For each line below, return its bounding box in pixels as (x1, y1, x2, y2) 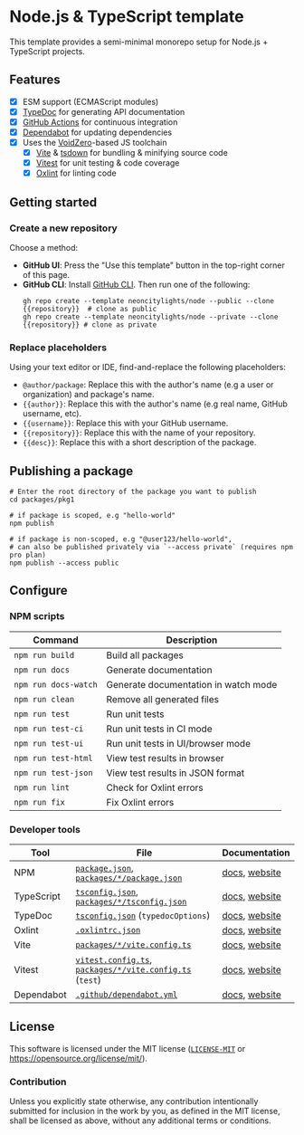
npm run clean (14, 694, 75, 704)
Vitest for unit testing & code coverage (35, 157, 180, 168)
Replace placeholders (9, 341, 107, 354)
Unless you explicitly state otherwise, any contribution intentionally (9, 1096, 259, 1107)
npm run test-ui (14, 738, 84, 749)
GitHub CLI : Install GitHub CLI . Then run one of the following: (22, 279, 251, 290)
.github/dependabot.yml (75, 989, 178, 1000)
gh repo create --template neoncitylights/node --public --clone (22, 296, 274, 305)
